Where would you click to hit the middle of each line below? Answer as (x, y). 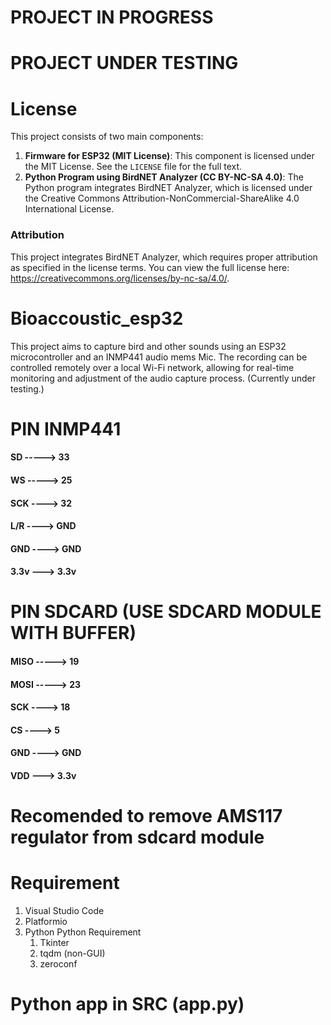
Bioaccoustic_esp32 (97, 318)
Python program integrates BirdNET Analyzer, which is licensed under (168, 188)
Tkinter (54, 943)
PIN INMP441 (66, 428)
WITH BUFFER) (73, 633)
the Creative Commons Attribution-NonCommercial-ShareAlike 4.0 (162, 198)
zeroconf (58, 964)
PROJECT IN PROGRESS (112, 17)
